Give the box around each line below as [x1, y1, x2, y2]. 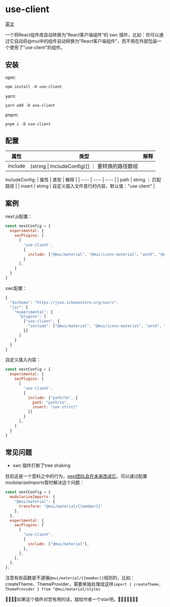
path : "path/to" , [32, 400, 69, 405]
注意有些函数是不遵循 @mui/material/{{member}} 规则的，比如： [5, 575, 135, 581]
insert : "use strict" [32, 404, 78, 410]
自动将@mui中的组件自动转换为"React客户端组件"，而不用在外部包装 [14, 38, 158, 44]
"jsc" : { [10, 305, 28, 310]
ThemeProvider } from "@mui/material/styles [5, 587, 101, 592]
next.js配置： [5, 214, 33, 220]
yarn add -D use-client [5, 103, 56, 108]
